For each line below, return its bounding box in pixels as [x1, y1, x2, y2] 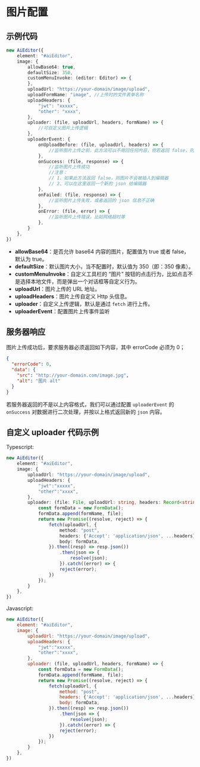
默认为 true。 [14, 255, 48, 262]
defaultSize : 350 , [27, 69, 73, 75]
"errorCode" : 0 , [11, 361, 52, 368]
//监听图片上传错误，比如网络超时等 [48, 214, 126, 220]
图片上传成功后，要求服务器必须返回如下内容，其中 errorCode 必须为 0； [6, 344, 186, 351]
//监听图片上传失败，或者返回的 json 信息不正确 [48, 197, 155, 203]
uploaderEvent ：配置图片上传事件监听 [14, 307, 110, 314]
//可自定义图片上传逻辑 [37, 125, 88, 132]
